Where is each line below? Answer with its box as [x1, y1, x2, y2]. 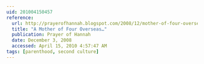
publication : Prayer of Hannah [12, 32, 91, 38]
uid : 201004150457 [6, 9, 53, 15]
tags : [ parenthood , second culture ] [6, 49, 99, 55]
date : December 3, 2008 [12, 37, 72, 43]
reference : [6, 15, 34, 21]
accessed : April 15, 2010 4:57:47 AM [12, 43, 107, 49]
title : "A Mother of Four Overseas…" [12, 26, 107, 32]
